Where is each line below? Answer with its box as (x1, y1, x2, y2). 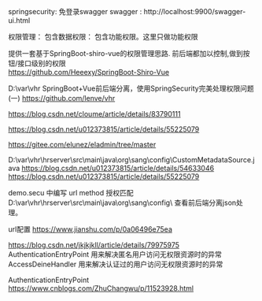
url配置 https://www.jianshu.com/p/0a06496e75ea (8, 225, 173, 234)
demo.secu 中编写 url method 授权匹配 (8, 188, 134, 197)
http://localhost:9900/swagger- (143, 7, 246, 16)
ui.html (8, 16, 31, 25)
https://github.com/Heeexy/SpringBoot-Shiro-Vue (8, 68, 170, 76)
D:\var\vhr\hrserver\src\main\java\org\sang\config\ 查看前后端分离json (8, 198, 237, 207)
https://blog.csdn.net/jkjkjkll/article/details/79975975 (8, 240, 179, 250)
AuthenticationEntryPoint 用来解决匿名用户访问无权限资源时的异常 (8, 250, 222, 258)
